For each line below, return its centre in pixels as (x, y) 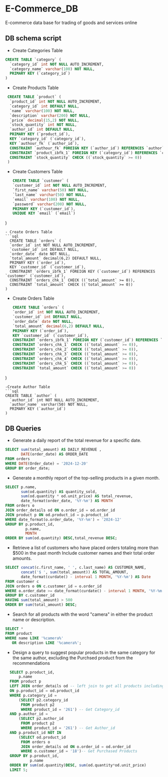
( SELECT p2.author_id (41, 719)
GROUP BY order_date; (28, 468)
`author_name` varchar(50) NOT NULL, (49, 404)
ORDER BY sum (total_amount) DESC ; (41, 605)
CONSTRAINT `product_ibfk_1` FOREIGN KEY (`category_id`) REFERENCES (83, 153)
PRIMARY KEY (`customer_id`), (44, 209)
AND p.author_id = (29, 714)
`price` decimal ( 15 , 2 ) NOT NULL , (44, 120)
